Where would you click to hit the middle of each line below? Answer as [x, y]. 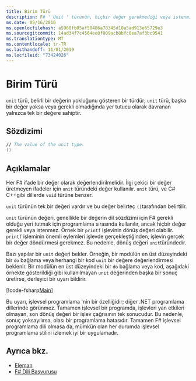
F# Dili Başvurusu [36, 371]
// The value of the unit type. [45, 145]
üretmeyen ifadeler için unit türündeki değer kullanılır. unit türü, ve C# [91, 189]
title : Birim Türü [28, 11]
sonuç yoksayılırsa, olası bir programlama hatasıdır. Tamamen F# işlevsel [93, 320]
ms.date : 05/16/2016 [31, 22]
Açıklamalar [28, 169]
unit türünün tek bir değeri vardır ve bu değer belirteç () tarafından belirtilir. [97, 206]
